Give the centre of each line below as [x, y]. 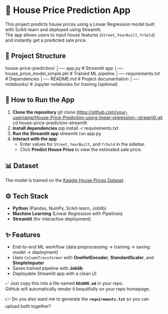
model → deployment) [35, 252]
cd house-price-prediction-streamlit [50, 123]
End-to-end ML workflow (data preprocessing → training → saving [81, 247]
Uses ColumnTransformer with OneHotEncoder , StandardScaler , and [83, 257]
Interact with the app [35, 139]
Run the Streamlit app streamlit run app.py [57, 133]
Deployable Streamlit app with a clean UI [54, 274]
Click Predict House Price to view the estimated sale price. [81, 149]
